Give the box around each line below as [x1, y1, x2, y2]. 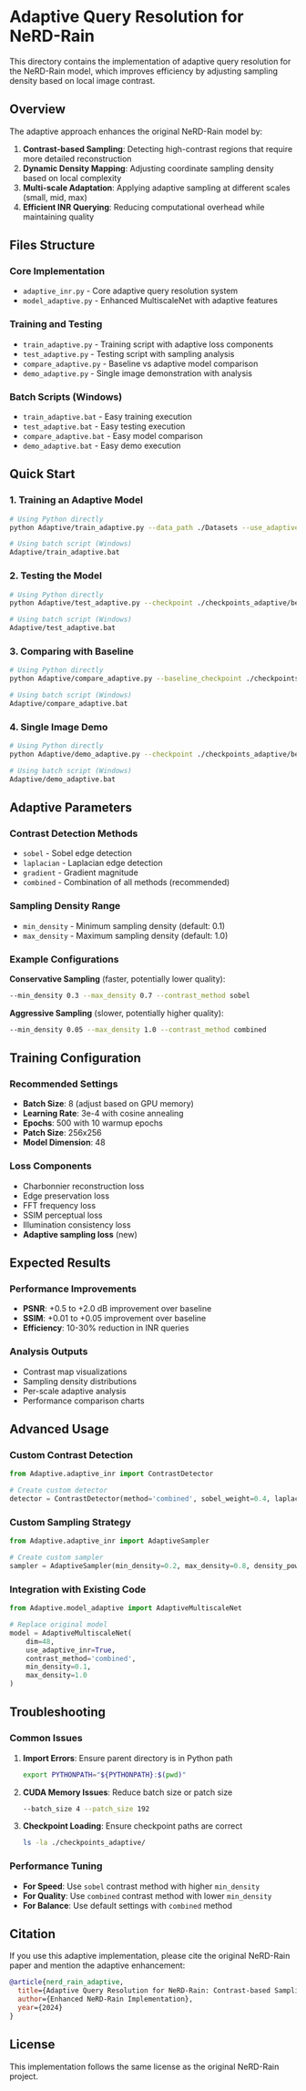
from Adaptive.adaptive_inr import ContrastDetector [9, 1469, 214, 1479]
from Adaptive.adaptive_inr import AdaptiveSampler [9, 1536, 209, 1545]
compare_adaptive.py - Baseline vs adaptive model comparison [22, 358, 259, 369]
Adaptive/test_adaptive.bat [9, 624, 117, 633]
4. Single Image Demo [9, 720, 108, 733]
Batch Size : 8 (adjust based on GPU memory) [22, 1098, 194, 1109]
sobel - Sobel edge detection [22, 848, 132, 859]
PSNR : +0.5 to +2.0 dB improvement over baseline [22, 1303, 212, 1314]
